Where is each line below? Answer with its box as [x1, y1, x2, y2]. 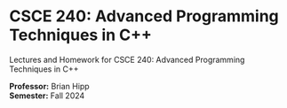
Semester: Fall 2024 [9, 90, 85, 101]
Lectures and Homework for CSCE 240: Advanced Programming [9, 54, 245, 65]
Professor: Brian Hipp [9, 81, 91, 91]
